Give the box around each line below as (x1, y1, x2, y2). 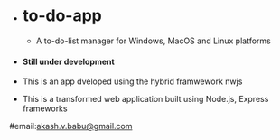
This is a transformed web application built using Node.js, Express (22, 94, 269, 105)
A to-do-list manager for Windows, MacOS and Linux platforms (35, 35, 271, 46)
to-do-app (22, 5, 102, 26)
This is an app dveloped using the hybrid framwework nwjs (22, 76, 243, 87)
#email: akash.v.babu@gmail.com (9, 121, 133, 132)
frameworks (22, 103, 68, 114)
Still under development (22, 56, 115, 67)
